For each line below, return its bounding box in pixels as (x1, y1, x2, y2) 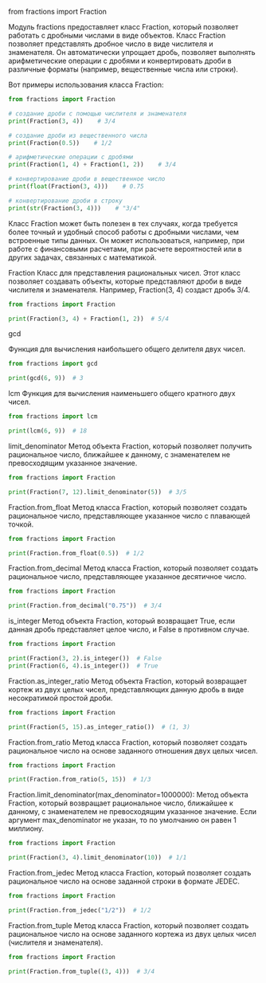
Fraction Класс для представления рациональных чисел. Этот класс (8, 268, 241, 277)
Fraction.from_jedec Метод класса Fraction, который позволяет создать (8, 868, 252, 877)
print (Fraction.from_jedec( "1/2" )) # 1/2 (8, 906, 151, 914)
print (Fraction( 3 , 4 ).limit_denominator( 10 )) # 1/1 (8, 854, 187, 862)
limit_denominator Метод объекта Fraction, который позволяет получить (8, 441, 252, 451)
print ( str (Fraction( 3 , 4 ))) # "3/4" (8, 204, 141, 212)
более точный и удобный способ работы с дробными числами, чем (8, 227, 239, 237)
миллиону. (8, 824, 45, 833)
